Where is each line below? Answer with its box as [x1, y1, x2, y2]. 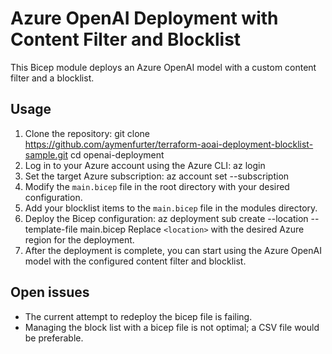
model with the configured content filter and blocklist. [24, 255, 247, 267]
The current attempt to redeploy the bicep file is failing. [24, 310, 253, 322]
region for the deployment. [24, 233, 135, 246]
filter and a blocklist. [10, 72, 95, 84]
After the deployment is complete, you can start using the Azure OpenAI [24, 244, 322, 256]
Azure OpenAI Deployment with [10, 7, 279, 30]
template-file [24, 223, 78, 235]
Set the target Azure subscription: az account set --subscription [24, 170, 290, 182]
